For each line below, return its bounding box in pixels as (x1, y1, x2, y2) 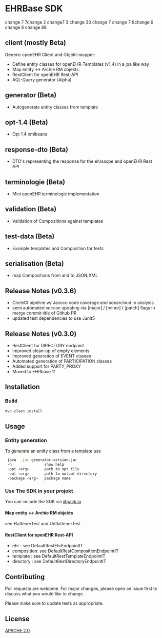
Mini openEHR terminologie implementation (12, 191, 100, 197)
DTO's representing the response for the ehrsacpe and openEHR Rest (12, 158, 152, 164)
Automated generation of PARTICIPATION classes (12, 358, 112, 364)
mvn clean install (5, 408, 42, 413)
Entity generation (5, 437, 47, 444)
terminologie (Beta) (5, 178, 65, 186)
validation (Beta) (5, 205, 57, 213)
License (5, 614, 30, 623)
